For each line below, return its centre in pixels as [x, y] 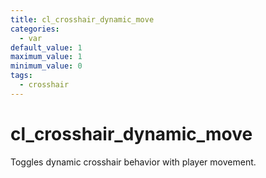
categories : [35, 29]
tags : [21, 76]
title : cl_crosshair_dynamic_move [82, 19]
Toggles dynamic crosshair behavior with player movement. [133, 162]
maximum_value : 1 [46, 57]
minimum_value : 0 [46, 66]
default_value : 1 [46, 47]
